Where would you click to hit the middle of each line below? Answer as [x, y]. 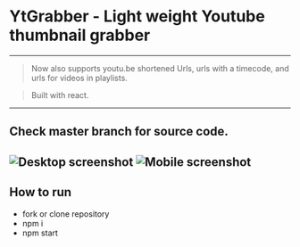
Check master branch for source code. [119, 132]
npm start [40, 233]
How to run [41, 192]
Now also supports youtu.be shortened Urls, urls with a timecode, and [160, 68]
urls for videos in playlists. [79, 78]
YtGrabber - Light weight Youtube [137, 16]
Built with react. [60, 95]
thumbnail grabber [80, 35]
